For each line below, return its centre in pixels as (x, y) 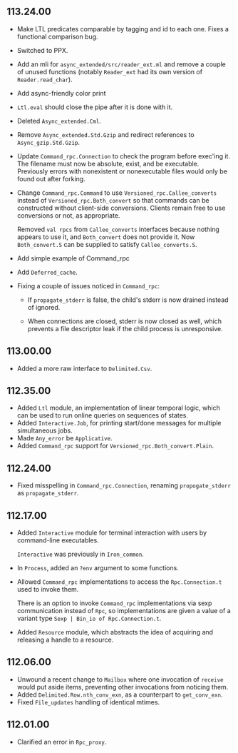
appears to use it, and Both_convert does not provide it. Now (106, 237)
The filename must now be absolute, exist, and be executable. (108, 163)
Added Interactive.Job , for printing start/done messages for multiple (119, 423)
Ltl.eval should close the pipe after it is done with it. (95, 107)
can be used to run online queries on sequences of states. (103, 415)
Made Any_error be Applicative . (64, 438)
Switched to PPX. (42, 50)
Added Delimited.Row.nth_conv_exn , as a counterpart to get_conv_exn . (120, 694)
